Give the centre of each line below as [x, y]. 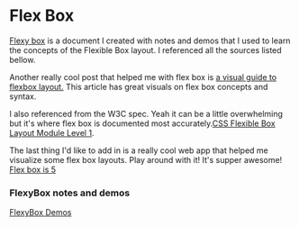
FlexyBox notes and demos [70, 193]
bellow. [23, 59]
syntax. [23, 96]
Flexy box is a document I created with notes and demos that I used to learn [150, 41]
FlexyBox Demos [41, 212]
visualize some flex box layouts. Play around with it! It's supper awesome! [146, 159]
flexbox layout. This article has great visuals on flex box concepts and [139, 86]
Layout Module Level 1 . [52, 132]
